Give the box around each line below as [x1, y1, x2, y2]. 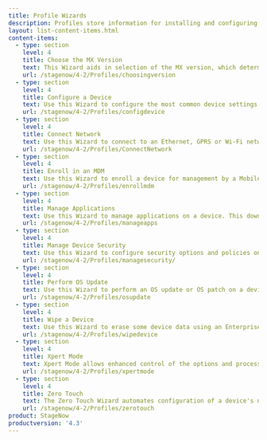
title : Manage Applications [22, 204, 115, 212]
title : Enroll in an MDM [22, 167, 105, 175]
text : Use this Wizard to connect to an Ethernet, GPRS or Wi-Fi [22, 137, 244, 146]
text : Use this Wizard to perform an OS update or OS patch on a [22, 286, 244, 294]
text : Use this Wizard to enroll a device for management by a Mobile [22, 175, 261, 183]
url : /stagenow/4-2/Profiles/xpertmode [22, 367, 155, 375]
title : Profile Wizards [8, 11, 87, 20]
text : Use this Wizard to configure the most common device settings [22, 100, 258, 108]
